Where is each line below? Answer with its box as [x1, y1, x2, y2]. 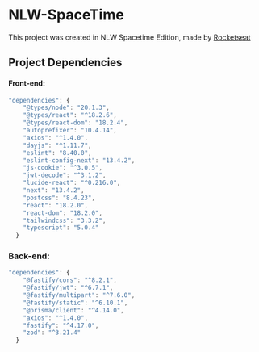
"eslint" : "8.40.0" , [23, 149, 92, 157]
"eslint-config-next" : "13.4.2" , [23, 156, 136, 165]
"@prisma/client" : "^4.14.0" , [23, 306, 125, 314]
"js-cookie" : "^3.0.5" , [23, 164, 103, 172]
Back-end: [8, 250, 50, 262]
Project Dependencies [8, 56, 123, 69]
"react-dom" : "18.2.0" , [23, 208, 103, 217]
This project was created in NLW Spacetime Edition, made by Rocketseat [8, 32, 252, 42]
